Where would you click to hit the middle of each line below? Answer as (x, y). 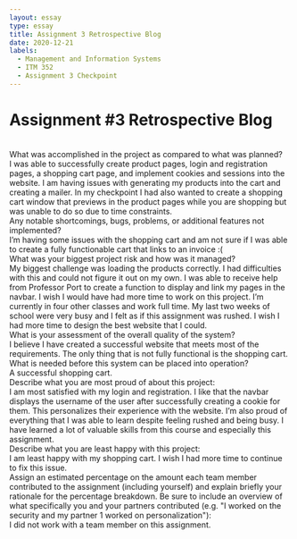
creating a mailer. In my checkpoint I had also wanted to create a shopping (146, 192)
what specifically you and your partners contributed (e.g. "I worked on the (145, 505)
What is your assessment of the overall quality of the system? (122, 334)
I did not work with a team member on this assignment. (110, 525)
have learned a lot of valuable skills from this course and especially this (140, 429)
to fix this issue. (38, 467)
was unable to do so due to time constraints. (91, 211)
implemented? (35, 230)
